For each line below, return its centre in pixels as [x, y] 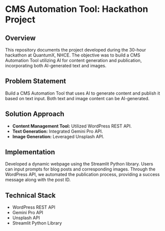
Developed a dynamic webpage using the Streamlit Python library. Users [79, 164]
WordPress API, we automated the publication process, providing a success [82, 174]
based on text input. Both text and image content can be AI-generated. [77, 98]
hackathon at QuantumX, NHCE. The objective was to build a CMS [73, 55]
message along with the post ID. [38, 180]
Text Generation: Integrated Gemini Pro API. [57, 131]
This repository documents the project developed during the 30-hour [76, 50]
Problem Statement [36, 81]
